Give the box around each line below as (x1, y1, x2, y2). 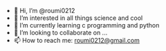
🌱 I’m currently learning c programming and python (13, 21, 160, 29)
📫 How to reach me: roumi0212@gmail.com (13, 37, 140, 44)
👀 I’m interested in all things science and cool (13, 14, 143, 22)
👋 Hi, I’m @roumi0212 (13, 7, 75, 14)
